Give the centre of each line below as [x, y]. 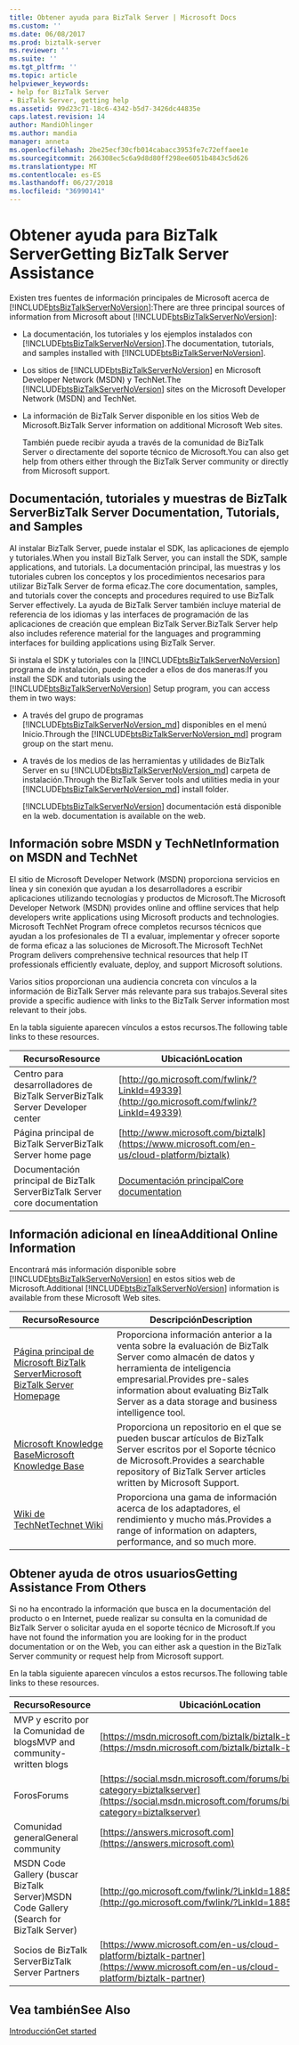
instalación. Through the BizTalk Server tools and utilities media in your [151, 779]
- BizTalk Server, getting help [69, 100]
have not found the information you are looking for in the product [128, 1637]
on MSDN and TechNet [73, 858]
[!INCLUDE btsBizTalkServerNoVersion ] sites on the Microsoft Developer [154, 389]
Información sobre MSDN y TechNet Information [144, 844]
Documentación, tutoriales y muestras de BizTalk [148, 499]
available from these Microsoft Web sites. [85, 1298]
